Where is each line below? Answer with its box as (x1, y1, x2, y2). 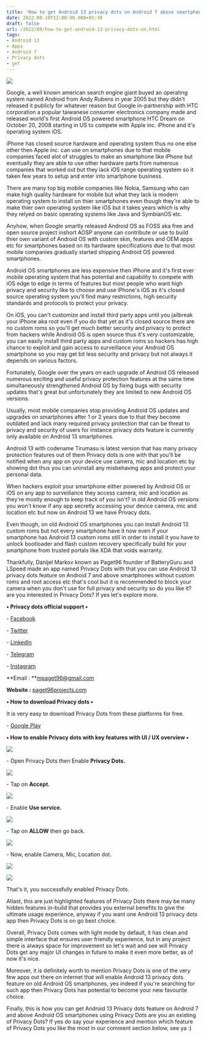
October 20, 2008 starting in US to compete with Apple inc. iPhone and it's (6, 121, 196, 129)
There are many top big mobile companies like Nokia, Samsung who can (6, 184, 189, 191)
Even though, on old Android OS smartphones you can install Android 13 (6, 520, 189, 528)
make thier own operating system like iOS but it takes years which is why (6, 204, 191, 211)
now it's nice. (6, 955, 40, 962)
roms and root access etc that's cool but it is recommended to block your (6, 578, 192, 585)
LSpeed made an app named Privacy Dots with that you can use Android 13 (6, 565, 197, 572)
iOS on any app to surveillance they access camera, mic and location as (6, 489, 188, 496)
